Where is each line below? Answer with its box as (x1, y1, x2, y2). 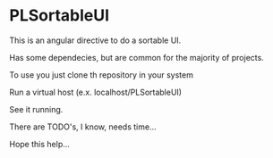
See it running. (9, 104, 64, 114)
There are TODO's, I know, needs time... (9, 121, 157, 132)
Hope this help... (9, 138, 70, 149)
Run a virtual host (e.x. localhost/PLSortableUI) (9, 87, 182, 97)
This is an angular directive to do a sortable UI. (9, 35, 182, 46)
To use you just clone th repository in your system (9, 69, 194, 80)
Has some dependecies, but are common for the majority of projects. (9, 52, 264, 62)
